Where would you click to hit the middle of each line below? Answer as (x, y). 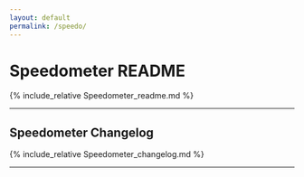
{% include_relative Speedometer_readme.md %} (102, 96)
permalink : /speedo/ (48, 26)
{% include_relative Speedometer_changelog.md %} (107, 154)
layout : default (40, 18)
